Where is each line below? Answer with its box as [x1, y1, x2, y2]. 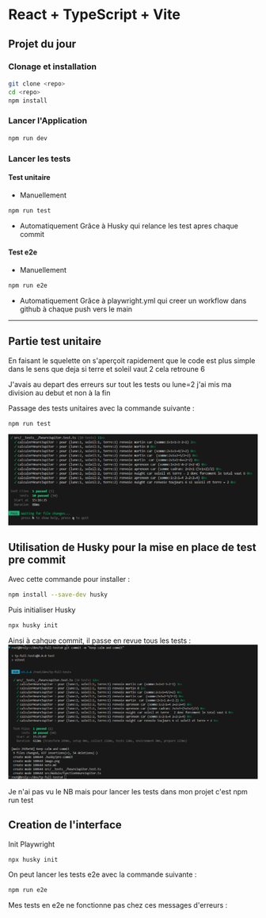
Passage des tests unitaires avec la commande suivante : [8, 403, 196, 413]
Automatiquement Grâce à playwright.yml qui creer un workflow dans [19, 296, 247, 305]
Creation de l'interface [8, 818, 123, 832]
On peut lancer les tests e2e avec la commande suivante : [8, 870, 197, 879]
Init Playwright [8, 839, 55, 849]
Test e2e [8, 247, 38, 257]
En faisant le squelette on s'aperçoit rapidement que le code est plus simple [8, 355, 256, 365]
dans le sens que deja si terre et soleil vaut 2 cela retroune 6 [8, 364, 206, 373]
